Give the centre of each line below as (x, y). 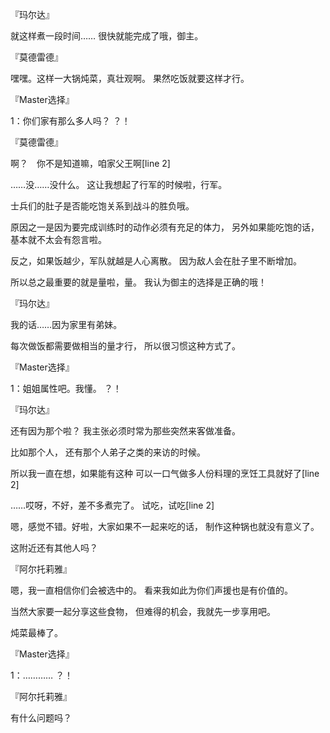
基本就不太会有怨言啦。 (58, 239)
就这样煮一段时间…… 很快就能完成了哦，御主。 (107, 36)
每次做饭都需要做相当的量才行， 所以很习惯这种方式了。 (125, 346)
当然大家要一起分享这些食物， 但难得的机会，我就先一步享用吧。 (143, 611)
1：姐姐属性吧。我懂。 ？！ (66, 388)
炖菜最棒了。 (36, 632)
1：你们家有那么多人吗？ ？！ (70, 121)
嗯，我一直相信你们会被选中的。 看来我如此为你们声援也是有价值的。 (151, 590)
